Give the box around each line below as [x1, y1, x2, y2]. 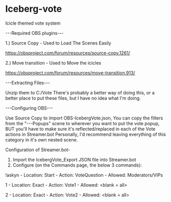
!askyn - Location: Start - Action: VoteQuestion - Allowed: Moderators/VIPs [5, 172, 163, 178]
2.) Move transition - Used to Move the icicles [5, 59, 102, 66]
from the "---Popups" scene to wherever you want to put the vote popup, [5, 120, 160, 126]
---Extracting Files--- [5, 79, 51, 86]
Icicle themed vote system [5, 20, 61, 26]
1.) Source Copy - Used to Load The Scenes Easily [5, 39, 111, 46]
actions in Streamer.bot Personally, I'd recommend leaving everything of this [5, 131, 166, 137]
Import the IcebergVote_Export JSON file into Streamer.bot [12, 156, 136, 163]
